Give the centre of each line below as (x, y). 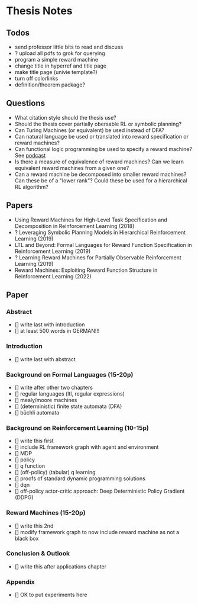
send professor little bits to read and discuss (69, 47)
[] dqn (22, 485)
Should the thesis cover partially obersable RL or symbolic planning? (98, 124)
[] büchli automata (37, 412)
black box (27, 538)
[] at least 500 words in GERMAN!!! (57, 331)
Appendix (21, 581)
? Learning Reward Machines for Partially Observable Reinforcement (98, 257)
